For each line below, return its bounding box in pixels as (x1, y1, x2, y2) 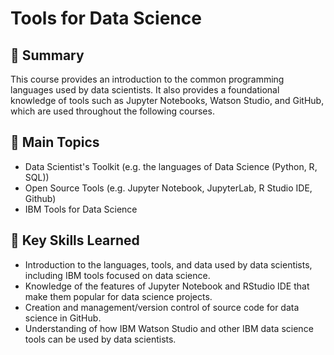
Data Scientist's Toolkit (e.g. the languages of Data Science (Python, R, (24, 160, 318, 172)
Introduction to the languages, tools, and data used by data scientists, (24, 258, 313, 271)
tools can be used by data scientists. (24, 333, 177, 345)
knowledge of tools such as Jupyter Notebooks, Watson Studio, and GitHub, (10, 95, 325, 106)
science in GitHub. (24, 312, 102, 324)
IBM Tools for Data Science (24, 203, 138, 215)
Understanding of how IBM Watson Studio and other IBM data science (24, 322, 314, 334)
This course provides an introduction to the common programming (10, 73, 285, 85)
